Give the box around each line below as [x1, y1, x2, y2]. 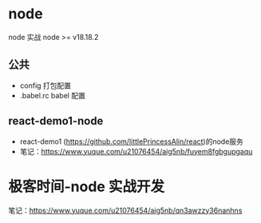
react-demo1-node [8, 114, 104, 128]
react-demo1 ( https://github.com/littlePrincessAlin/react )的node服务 [19, 137, 243, 146]
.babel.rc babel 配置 [19, 90, 86, 100]
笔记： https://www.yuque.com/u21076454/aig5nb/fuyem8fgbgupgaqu [19, 146, 253, 156]
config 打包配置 [19, 81, 72, 90]
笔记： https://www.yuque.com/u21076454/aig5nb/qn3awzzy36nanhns [8, 205, 243, 215]
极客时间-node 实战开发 [8, 177, 165, 196]
